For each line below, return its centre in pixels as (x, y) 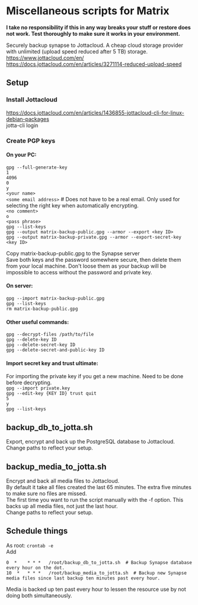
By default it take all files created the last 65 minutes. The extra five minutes (99, 487)
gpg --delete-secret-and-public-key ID (55, 350)
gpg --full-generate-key (37, 167)
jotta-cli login (22, 125)
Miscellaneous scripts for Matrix (88, 11)
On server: (20, 286)
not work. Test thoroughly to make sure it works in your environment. (93, 33)
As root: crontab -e (30, 545)
